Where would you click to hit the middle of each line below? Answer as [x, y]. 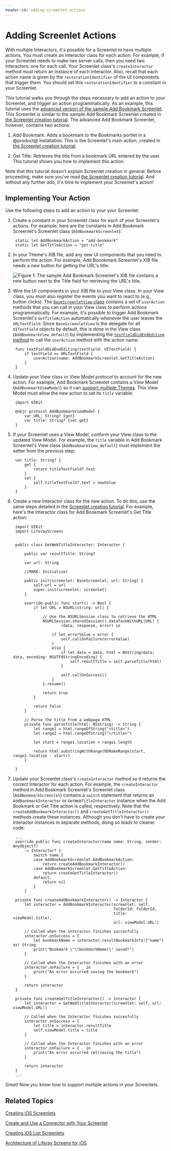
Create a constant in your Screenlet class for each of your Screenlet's [86, 221]
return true [55, 693]
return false [47, 707]
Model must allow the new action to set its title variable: [73, 393]
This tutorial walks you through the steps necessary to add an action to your [85, 97]
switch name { [48, 855]
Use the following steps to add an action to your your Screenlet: [72, 210]
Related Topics [29, 1101]
